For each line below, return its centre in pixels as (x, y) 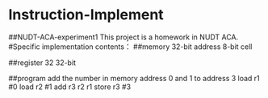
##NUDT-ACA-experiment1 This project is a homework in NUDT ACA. (124, 37)
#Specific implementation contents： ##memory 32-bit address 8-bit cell (130, 47)
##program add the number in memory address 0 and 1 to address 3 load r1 (134, 78)
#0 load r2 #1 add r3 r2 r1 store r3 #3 (70, 87)
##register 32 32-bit (42, 63)
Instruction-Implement (86, 15)
